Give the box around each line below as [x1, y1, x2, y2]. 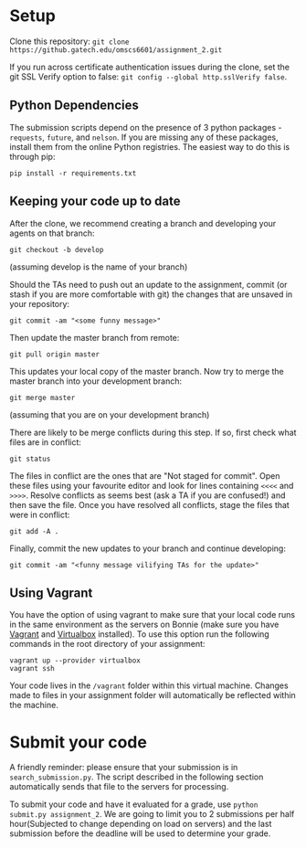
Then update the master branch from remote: [9, 332, 180, 343]
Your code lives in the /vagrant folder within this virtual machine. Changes [9, 680, 290, 691]
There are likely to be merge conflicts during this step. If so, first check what [9, 427, 297, 438]
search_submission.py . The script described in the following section [9, 771, 264, 782]
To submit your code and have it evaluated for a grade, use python [9, 799, 259, 810]
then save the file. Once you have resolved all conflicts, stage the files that [9, 499, 290, 510]
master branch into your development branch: [9, 376, 183, 387]
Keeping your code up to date [9, 194, 181, 209]
